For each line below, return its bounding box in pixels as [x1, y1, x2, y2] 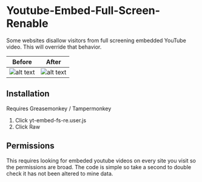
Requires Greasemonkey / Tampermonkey [6, 105, 112, 112]
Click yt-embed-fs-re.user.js [15, 116, 87, 124]
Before [12, 57, 32, 66]
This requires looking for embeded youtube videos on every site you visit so [6, 156, 196, 164]
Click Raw [15, 123, 41, 130]
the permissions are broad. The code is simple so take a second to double [6, 163, 192, 170]
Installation [6, 89, 50, 99]
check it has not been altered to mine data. [6, 170, 113, 177]
